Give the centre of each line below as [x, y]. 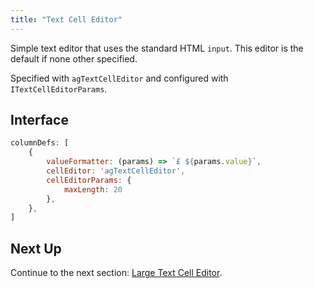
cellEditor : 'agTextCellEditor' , [116, 171]
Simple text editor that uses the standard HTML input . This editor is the [157, 48]
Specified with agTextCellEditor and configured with [119, 78]
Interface [39, 120]
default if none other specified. [74, 58]
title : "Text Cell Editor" [66, 19]
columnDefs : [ [40, 143]
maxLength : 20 [93, 189]
